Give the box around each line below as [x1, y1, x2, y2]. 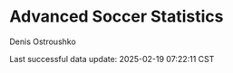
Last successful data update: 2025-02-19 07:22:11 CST [9, 53, 215, 64]
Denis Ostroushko [9, 36, 77, 47]
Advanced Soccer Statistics [9, 6, 224, 27]
